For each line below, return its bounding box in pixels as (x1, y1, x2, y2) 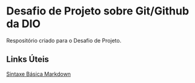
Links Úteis (6, 54, 50, 64)
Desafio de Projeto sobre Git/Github (6, 4, 190, 18)
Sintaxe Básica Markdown (6, 70, 71, 78)
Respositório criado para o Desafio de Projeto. (6, 37, 122, 44)
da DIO (6, 17, 41, 31)
